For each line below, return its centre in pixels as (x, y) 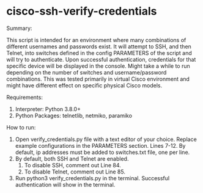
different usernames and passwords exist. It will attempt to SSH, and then (99, 46)
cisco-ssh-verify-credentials (82, 11)
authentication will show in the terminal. (65, 184)
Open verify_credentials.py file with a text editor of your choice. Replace (106, 139)
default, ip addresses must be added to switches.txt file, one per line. (102, 152)
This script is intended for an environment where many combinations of (96, 40)
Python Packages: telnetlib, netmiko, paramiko (74, 115)
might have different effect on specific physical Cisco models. (84, 85)
